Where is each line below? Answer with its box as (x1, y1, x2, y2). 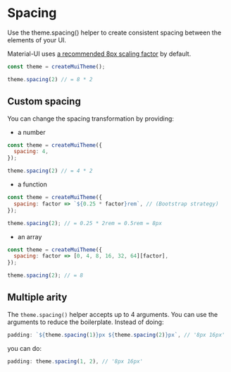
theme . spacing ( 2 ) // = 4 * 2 (7, 167, 93, 174)
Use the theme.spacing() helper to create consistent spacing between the (7, 28, 222, 37)
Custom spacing (7, 95, 81, 107)
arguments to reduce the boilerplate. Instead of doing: (7, 318, 164, 326)
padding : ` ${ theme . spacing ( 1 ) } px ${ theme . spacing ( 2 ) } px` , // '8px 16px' (7, 331, 225, 338)
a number (17, 128, 46, 136)
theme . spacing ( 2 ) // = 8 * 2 (7, 76, 93, 83)
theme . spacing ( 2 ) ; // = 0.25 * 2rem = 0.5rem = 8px (7, 220, 162, 227)
